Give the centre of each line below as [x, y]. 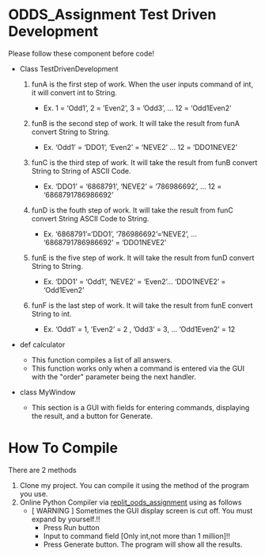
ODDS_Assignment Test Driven [112, 15]
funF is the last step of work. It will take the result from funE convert [142, 305]
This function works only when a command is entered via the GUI [138, 368]
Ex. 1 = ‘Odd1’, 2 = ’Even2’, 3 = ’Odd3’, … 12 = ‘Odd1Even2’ [137, 108]
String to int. [51, 313]
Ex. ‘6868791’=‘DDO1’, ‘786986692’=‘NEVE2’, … [120, 234]
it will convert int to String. [74, 92]
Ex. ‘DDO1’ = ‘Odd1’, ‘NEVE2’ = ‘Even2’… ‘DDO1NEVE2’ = [134, 281]
